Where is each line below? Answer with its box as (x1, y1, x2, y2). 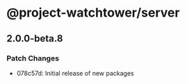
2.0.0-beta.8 (6, 33, 63, 44)
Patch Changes (6, 53, 60, 63)
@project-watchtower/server (6, 5, 180, 21)
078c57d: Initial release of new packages (16, 69, 134, 77)
